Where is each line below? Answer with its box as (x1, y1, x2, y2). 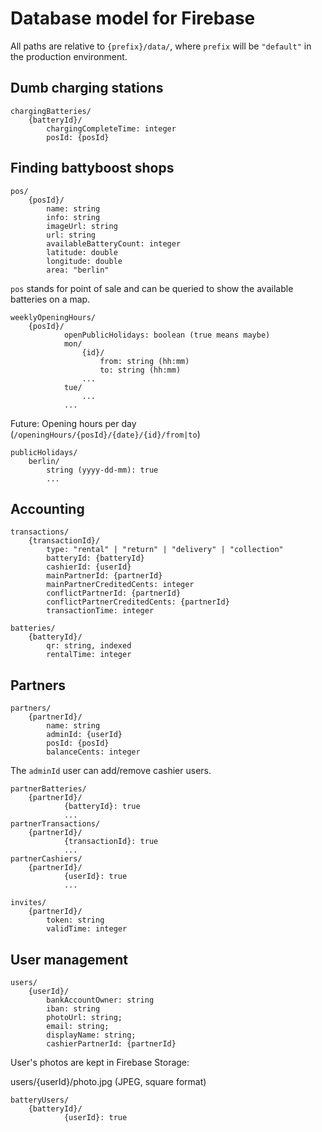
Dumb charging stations (10, 80, 164, 97)
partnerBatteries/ (10, 784, 87, 794)
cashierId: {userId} (46, 562, 132, 572)
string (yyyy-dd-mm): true (46, 465, 159, 475)
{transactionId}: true (63, 837, 159, 847)
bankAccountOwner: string (46, 995, 155, 1005)
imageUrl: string (46, 221, 118, 231)
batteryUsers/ (10, 1095, 70, 1105)
